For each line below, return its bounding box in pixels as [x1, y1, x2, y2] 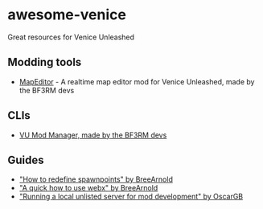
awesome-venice [7, 6, 126, 24]
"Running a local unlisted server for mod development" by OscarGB [18, 191, 244, 202]
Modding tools [7, 55, 82, 69]
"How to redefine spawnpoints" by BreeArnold [18, 174, 174, 184]
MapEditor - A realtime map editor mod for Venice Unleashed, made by [18, 76, 255, 86]
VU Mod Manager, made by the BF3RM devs [18, 130, 167, 140]
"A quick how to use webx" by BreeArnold [18, 183, 158, 193]
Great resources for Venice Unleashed [7, 32, 134, 42]
